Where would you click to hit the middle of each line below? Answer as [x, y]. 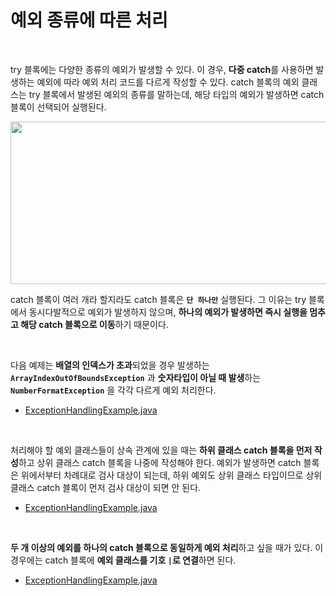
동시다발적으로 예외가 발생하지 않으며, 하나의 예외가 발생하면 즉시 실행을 [168, 312]
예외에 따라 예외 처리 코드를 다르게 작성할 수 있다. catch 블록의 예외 [168, 82]
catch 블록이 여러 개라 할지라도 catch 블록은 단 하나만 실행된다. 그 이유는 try [158, 299]
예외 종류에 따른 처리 [89, 20]
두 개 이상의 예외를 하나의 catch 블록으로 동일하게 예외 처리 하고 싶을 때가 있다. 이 [167, 547]
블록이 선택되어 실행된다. [58, 107]
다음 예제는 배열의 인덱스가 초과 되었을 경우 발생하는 [110, 365]
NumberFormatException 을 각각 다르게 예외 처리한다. [113, 390]
